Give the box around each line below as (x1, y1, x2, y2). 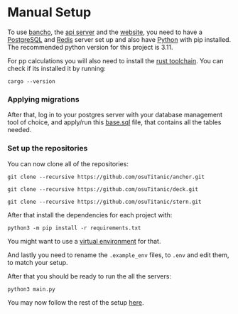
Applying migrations (7, 94, 80, 104)
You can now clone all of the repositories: (7, 159, 129, 168)
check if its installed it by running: (7, 64, 107, 72)
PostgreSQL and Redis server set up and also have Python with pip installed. (7, 35, 232, 43)
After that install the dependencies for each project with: (7, 210, 173, 219)
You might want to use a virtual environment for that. (7, 237, 161, 245)
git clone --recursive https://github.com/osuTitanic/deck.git (7, 185, 199, 193)
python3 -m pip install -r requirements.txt (7, 224, 141, 232)
